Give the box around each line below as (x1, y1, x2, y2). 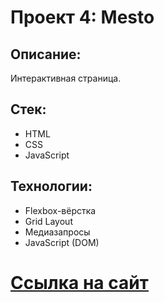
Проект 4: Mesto (10, 6, 155, 29)
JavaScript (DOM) (24, 236, 100, 248)
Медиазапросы (24, 226, 91, 238)
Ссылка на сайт (10, 271, 149, 294)
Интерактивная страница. (10, 72, 122, 84)
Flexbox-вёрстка (24, 204, 97, 216)
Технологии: (10, 178, 93, 195)
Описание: (10, 46, 82, 63)
